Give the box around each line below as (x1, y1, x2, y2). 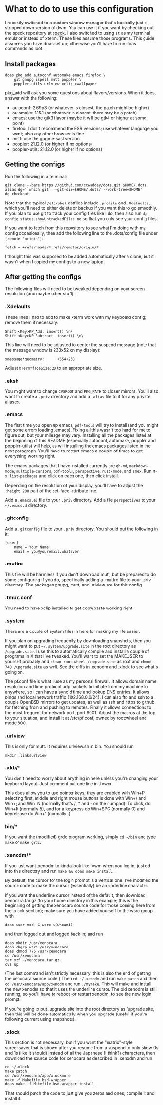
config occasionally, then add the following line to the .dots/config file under (5, 230, 158, 236)
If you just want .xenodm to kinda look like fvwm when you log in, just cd (5, 862, 151, 869)
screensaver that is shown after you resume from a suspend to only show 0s (5, 1044, 159, 1050)
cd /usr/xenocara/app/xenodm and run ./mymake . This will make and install (5, 981, 152, 987)
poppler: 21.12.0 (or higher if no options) (12, 141, 92, 147)
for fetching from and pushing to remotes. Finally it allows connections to (5, 704, 152, 710)
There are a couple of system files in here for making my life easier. (5, 629, 140, 634)
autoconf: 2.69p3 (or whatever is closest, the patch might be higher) (12, 104, 149, 111)
